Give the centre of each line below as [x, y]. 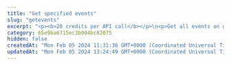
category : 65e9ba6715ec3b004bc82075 [59, 33]
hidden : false [27, 39]
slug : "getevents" [33, 20]
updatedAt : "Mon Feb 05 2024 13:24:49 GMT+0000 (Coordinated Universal [112, 52]
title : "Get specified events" [52, 13]
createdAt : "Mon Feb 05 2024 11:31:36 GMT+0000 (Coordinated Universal [112, 45]
